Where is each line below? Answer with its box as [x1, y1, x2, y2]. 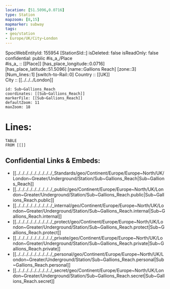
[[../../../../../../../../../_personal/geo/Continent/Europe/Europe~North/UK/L [12, 251, 164, 257]
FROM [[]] [5, 142, 26, 148]
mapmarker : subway [5, 21, 44, 27]
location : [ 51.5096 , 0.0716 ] [5, 7, 65, 13]
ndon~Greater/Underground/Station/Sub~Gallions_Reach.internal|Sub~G [12, 208, 165, 214]
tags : [5, 26, 17, 32]
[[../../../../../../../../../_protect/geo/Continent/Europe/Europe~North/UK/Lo [12, 218, 163, 224]
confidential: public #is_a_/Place [5, 55, 73, 61]
